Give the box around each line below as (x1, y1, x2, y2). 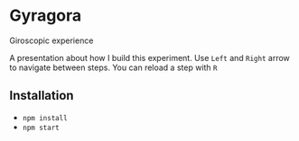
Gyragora (9, 5, 82, 26)
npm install (22, 113, 68, 122)
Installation (9, 88, 74, 103)
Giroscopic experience (9, 35, 94, 46)
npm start (22, 123, 61, 132)
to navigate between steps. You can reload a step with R (9, 62, 218, 73)
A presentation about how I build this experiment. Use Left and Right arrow (9, 52, 291, 63)
